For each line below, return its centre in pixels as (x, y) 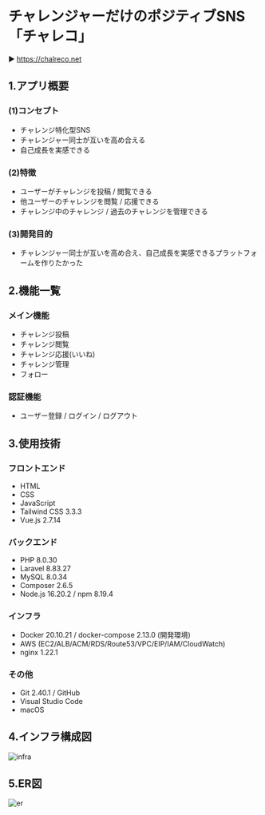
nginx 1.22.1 (39, 653)
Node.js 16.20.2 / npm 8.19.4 (66, 594)
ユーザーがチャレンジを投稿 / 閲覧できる (86, 191)
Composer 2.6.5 (46, 586)
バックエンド (33, 542)
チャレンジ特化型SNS (55, 129)
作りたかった (62, 263)
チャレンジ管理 (44, 364)
